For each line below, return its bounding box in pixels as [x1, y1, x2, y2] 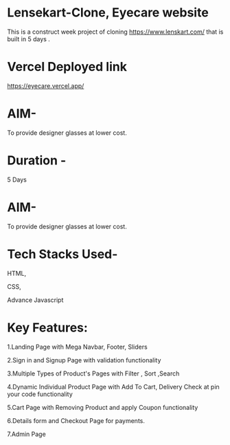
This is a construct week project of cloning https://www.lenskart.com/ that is [7, 28, 224, 36]
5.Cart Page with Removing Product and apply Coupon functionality [7, 403, 198, 411]
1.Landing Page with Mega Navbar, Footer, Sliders [7, 343, 148, 351]
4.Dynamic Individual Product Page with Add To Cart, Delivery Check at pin [7, 382, 220, 391]
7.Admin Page [7, 430, 46, 438]
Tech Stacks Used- [7, 246, 118, 262]
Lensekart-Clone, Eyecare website [7, 5, 209, 21]
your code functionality [7, 390, 73, 398]
